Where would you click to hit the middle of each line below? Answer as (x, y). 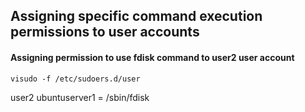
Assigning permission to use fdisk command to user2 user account (152, 57)
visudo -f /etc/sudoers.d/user (75, 79)
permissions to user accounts (105, 32)
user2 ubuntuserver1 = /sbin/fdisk (80, 97)
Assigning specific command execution (136, 16)
